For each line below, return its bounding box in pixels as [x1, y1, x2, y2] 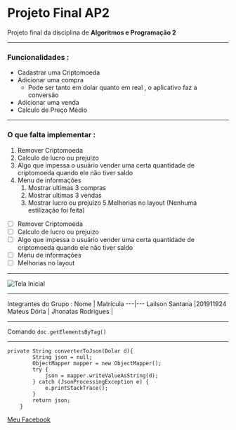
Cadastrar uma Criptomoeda [17, 68, 100, 77]
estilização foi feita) [27, 205, 86, 214]
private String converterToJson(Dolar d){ [7, 347, 133, 355]
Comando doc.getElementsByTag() [7, 327, 107, 336]
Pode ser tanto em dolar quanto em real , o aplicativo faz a [27, 83, 198, 92]
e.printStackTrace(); [44, 384, 109, 391]
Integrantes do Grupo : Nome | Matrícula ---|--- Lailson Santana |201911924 [7, 299, 227, 308]
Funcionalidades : [7, 52, 70, 62]
